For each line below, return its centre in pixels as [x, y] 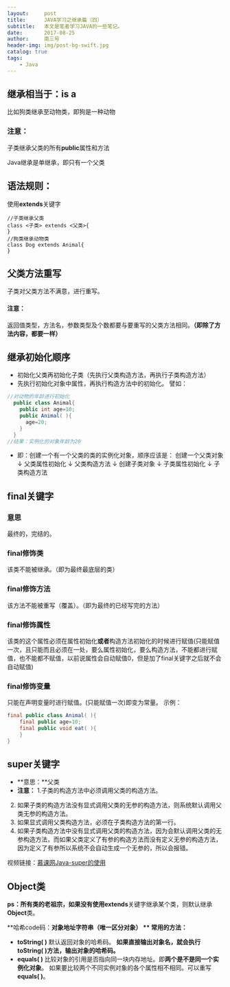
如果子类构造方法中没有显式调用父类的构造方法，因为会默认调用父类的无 [119, 831]
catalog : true [27, 52]
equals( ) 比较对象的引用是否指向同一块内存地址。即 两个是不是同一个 [115, 960]
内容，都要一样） [37, 333]
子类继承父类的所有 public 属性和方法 [58, 148]
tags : [15, 58]
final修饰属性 [29, 624]
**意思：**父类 [38, 782]
